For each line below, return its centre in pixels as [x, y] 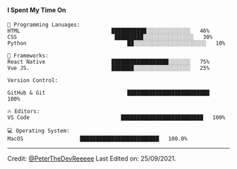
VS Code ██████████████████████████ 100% [116, 118]
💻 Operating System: [39, 131]
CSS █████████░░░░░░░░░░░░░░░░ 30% [110, 37]
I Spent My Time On [37, 10]
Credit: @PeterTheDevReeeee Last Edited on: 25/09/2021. [92, 158]
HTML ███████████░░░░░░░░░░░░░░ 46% [109, 31]
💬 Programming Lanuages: [44, 25]
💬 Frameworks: [28, 56]
